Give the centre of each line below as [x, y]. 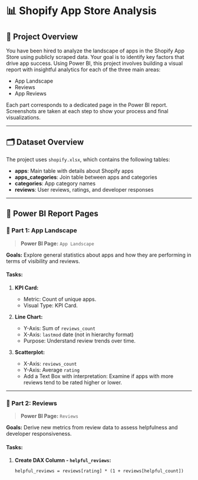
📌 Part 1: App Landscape [42, 231]
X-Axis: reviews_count [50, 363]
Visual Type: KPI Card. [51, 305]
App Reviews [31, 93]
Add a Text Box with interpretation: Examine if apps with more [98, 376]
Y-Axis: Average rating [52, 370]
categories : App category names [55, 183]
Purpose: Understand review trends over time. [80, 341]
